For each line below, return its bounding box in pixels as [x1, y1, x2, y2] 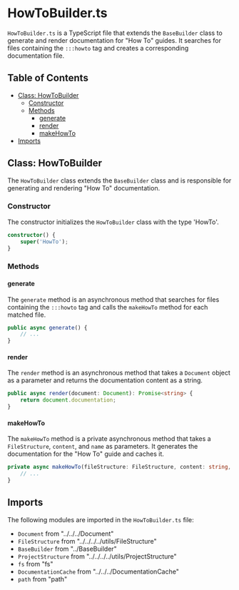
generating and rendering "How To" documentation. [7, 183, 161, 192]
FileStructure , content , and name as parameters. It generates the [7, 442, 198, 451]
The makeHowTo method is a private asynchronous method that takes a [7, 434, 212, 443]
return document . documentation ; [20, 397, 116, 404]
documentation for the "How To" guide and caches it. [7, 449, 164, 458]
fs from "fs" [17, 559, 54, 568]
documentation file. [7, 51, 65, 60]
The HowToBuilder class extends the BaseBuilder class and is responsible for [7, 176, 232, 185]
